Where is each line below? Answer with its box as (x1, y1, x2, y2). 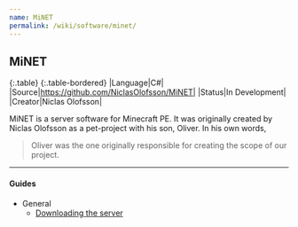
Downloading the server (35, 207, 124, 218)
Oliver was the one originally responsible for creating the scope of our (30, 140, 287, 151)
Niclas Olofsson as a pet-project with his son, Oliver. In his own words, (9, 123, 267, 134)
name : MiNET (9, 12, 53, 22)
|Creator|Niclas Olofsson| (9, 97, 103, 107)
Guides (9, 178, 37, 189)
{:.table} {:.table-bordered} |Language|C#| (9, 77, 164, 89)
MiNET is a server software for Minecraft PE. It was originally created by (9, 113, 273, 124)
